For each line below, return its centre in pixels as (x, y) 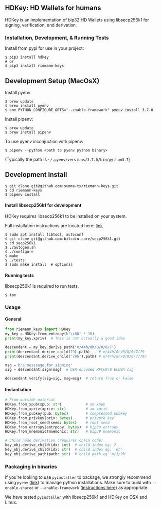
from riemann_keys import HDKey (38, 329)
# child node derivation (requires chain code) (54, 441)
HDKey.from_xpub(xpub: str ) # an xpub (55, 404)
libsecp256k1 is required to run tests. (42, 286)
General (13, 319)
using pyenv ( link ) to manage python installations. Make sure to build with (78, 483)
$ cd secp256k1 (20, 243)
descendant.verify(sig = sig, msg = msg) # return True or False (69, 379)
